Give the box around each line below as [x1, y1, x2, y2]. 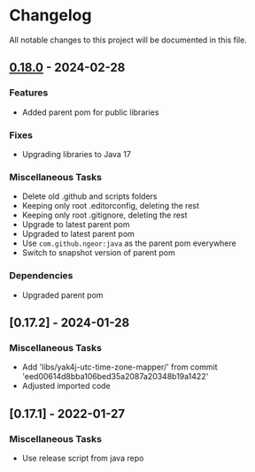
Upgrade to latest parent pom [21, 219, 130, 230]
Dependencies [9, 270, 73, 282]
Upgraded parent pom [21, 289, 104, 301]
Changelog [9, 5, 92, 26]
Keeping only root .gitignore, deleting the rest [21, 209, 188, 221]
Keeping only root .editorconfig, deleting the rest [21, 201, 200, 211]
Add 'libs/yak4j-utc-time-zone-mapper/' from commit [21, 362, 219, 372]
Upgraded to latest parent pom [21, 229, 135, 240]
